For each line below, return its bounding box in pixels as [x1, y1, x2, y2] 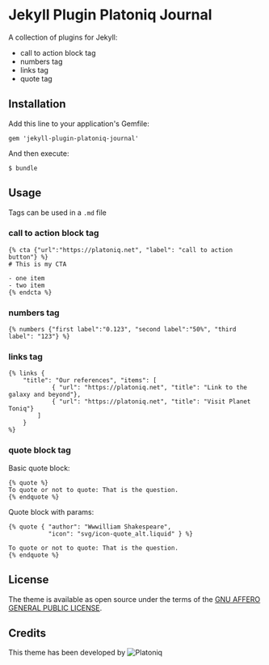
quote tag [19, 74, 53, 83]
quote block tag [8, 444, 71, 456]
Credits [8, 626, 47, 640]
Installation [8, 97, 66, 111]
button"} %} [8, 253, 48, 261]
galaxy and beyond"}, [8, 390, 82, 399]
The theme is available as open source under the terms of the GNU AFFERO [8, 594, 261, 604]
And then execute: [8, 148, 69, 158]
